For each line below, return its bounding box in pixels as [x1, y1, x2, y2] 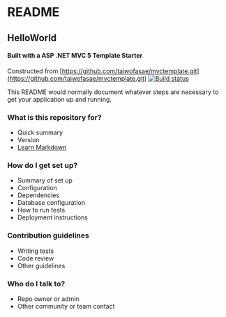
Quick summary [17, 128, 63, 137]
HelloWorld [7, 32, 57, 44]
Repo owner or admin [17, 294, 80, 303]
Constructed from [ [7, 67, 63, 75]
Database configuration [17, 199, 86, 207]
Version [17, 136, 40, 144]
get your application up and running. [7, 95, 112, 103]
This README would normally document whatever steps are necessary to [7, 88, 219, 96]
